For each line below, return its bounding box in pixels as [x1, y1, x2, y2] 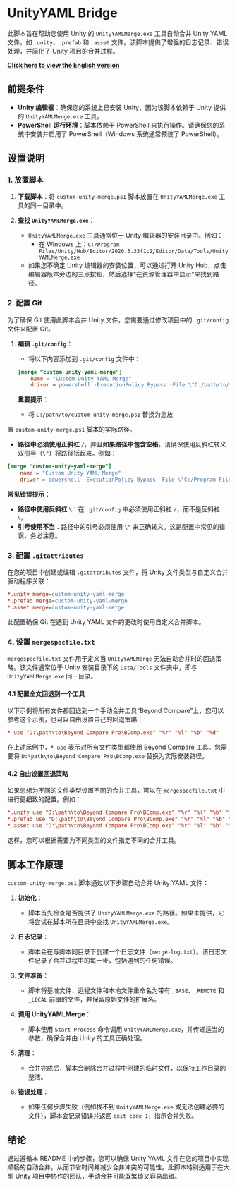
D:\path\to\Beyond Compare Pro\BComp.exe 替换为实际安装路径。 [20, 752, 209, 760]
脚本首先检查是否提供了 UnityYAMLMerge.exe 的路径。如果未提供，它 [28, 908, 225, 917]
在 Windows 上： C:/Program [38, 240, 120, 248]
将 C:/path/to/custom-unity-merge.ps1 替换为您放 [28, 410, 174, 419]
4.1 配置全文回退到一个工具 [7, 689, 85, 698]
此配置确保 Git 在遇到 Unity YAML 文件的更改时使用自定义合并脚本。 [7, 617, 205, 626]
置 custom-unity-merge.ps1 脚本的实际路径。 [7, 425, 136, 434]
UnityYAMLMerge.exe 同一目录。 [7, 672, 97, 681]
